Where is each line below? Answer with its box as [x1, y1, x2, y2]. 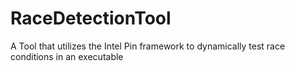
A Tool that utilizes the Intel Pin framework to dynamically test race [10, 40, 286, 52]
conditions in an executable [10, 50, 124, 62]
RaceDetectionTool [10, 7, 172, 30]
